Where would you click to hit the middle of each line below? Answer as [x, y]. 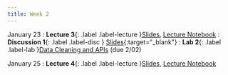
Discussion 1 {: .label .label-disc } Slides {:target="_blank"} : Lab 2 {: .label [114, 42]
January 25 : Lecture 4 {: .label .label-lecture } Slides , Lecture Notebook [112, 63]
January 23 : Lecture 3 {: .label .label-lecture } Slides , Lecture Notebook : [114, 34]
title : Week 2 [28, 14]
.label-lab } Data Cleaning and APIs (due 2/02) [74, 49]
